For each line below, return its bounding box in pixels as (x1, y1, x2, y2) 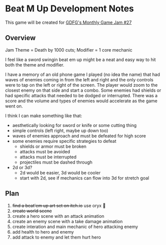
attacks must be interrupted (19, 154, 77, 160)
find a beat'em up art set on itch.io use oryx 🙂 (12, 202, 106, 208)
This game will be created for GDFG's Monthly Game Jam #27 (5, 19, 132, 25)
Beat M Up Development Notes (5, 3, 134, 14)
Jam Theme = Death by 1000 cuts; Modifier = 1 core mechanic (5, 47, 133, 53)
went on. (5, 103, 23, 109)
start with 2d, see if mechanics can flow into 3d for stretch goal (19, 175, 150, 181)
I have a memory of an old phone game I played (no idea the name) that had (5, 71, 160, 77)
